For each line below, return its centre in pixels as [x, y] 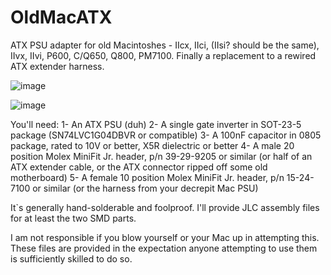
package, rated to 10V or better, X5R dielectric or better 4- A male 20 [152, 145]
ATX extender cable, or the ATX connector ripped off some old [139, 167]
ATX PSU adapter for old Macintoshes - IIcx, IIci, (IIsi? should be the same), [165, 45]
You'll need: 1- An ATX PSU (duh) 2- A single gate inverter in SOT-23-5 [156, 124]
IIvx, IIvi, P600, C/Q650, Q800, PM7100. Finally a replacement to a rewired [163, 55]
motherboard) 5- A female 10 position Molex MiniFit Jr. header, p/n [147, 177]
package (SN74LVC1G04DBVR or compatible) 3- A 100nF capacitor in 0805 [166, 135]
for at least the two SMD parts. [73, 218]
